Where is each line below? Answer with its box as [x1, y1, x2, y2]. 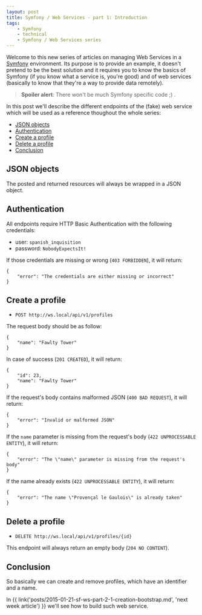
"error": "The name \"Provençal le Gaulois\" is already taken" [17, 495, 183, 501]
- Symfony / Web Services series [17, 37, 102, 43]
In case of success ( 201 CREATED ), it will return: [6, 356, 122, 363]
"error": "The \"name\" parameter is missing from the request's [17, 457, 186, 463]
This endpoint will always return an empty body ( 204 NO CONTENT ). [6, 544, 169, 552]
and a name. [6, 584, 37, 591]
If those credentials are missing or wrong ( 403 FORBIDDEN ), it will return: [6, 256, 183, 264]
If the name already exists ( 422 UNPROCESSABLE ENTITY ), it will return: [6, 478, 175, 485]
